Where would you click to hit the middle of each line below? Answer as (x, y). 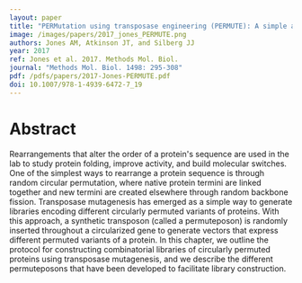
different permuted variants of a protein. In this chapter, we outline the (139, 240)
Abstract (43, 129)
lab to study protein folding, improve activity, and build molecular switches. (148, 164)
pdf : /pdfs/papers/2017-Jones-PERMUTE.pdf (90, 76)
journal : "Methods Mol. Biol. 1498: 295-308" (96, 68)
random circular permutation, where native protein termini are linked (136, 182)
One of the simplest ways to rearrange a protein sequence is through (137, 172)
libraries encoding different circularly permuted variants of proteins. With (145, 211)
